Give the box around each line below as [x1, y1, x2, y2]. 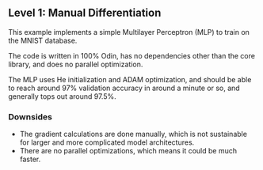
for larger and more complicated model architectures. [19, 138, 195, 147]
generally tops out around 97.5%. [8, 91, 116, 101]
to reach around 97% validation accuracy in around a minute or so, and [8, 83, 240, 93]
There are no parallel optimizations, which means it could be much [19, 146, 238, 156]
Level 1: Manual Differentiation [8, 6, 162, 20]
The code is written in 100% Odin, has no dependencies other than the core [8, 51, 256, 60]
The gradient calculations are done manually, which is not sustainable [19, 130, 248, 139]
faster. [19, 154, 41, 164]
